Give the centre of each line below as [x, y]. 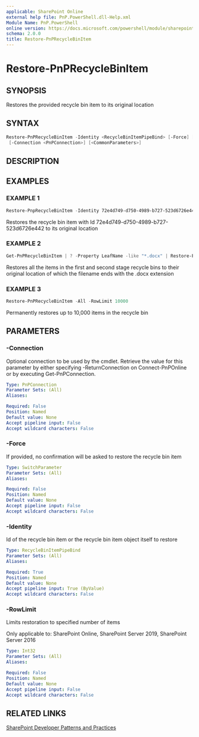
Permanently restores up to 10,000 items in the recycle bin [77, 312]
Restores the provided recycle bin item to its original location [80, 105]
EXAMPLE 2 [24, 243]
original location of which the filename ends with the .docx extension [90, 273]
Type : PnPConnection [32, 385]
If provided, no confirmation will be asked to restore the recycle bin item [94, 456]
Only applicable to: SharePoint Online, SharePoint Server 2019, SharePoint [97, 634]
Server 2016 [21, 640]
